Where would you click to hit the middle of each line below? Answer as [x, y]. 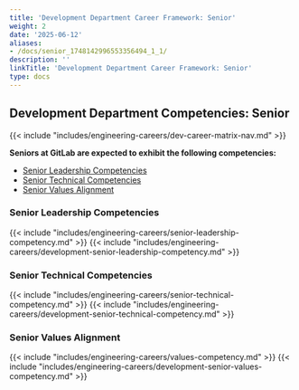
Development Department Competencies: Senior [149, 114]
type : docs [30, 77]
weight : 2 [28, 26]
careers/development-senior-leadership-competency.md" [117, 252]
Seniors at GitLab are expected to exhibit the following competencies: [143, 152]
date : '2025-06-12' [46, 34]
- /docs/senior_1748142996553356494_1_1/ [89, 52]
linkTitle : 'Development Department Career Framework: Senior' [131, 69]
